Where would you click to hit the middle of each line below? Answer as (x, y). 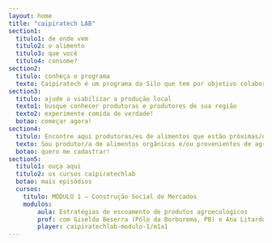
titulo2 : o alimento (50, 46)
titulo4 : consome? (47, 62)
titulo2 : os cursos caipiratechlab (76, 174)
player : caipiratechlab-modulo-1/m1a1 (103, 227)
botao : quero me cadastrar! (63, 151)
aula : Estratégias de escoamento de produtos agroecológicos (143, 211)
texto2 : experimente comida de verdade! (85, 114)
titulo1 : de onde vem (52, 38)
